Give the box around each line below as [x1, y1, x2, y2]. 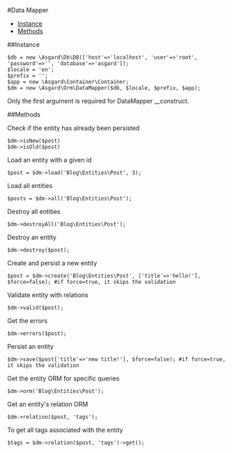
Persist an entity [7, 343, 54, 350]
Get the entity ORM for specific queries [7, 374, 120, 382]
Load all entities [7, 182, 53, 189]
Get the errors [7, 317, 47, 324]
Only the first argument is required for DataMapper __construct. [7, 97, 190, 105]
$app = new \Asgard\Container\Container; [7, 78, 130, 85]
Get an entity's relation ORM [7, 400, 88, 408]
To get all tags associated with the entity [7, 426, 123, 434]
